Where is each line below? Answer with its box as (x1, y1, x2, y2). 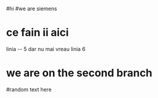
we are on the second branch (6, 67, 153, 80)
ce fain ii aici (6, 26, 69, 39)
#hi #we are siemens (6, 5, 58, 12)
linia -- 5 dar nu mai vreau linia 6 (6, 45, 86, 52)
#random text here (6, 86, 52, 93)
